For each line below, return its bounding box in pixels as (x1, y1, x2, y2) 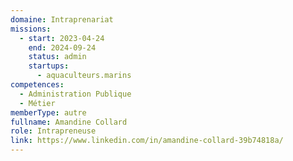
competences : (10, 80, 65, 90)
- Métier (19, 98, 56, 108)
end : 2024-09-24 (28, 42, 97, 53)
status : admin (28, 52, 87, 62)
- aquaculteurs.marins (36, 71, 132, 81)
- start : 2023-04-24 (19, 33, 105, 43)
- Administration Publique (19, 89, 132, 99)
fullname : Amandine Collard (10, 117, 128, 127)
